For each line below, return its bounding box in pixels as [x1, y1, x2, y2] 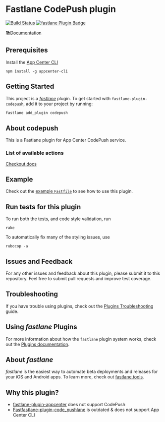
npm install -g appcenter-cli [5, 68, 68, 74]
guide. [5, 308, 19, 314]
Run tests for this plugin [5, 202, 81, 211]
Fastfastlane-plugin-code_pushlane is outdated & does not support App [12, 407, 160, 413]
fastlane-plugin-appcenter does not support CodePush [12, 402, 126, 408]
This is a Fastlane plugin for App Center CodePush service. [5, 137, 126, 143]
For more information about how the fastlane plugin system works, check [5, 336, 157, 342]
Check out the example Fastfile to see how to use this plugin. [5, 188, 133, 194]
